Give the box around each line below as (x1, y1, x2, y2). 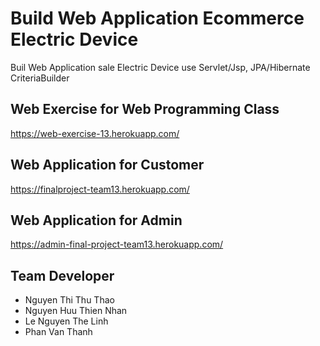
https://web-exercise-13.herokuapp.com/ (10, 127, 180, 139)
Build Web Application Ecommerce (10, 7, 305, 30)
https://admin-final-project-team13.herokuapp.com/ (10, 238, 224, 251)
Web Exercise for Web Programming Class (10, 101, 280, 118)
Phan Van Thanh (24, 326, 93, 338)
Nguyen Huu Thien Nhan (24, 305, 128, 317)
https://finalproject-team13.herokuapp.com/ (10, 183, 190, 195)
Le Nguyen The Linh (24, 315, 109, 327)
